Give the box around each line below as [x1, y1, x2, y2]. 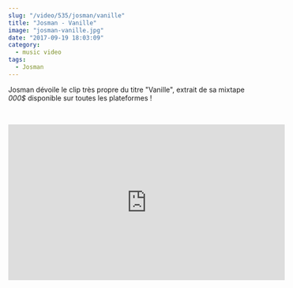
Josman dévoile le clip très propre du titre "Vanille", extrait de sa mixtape [8, 85, 245, 94]
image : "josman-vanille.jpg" [8, 26, 104, 34]
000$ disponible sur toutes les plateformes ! [8, 93, 152, 103]
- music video [15, 48, 62, 56]
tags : [8, 56, 26, 64]
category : [8, 41, 41, 49]
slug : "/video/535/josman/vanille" [8, 11, 126, 20]
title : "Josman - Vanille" [8, 19, 97, 27]
